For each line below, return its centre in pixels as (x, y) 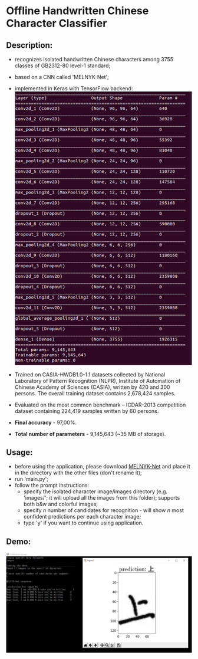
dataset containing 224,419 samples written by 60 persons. (87, 411)
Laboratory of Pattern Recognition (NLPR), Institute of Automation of (98, 381)
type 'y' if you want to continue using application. (83, 523)
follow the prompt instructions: (52, 486)
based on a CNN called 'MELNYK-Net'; (62, 77)
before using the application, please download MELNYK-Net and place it (102, 467)
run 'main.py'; (32, 479)
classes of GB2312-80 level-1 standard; (62, 65)
